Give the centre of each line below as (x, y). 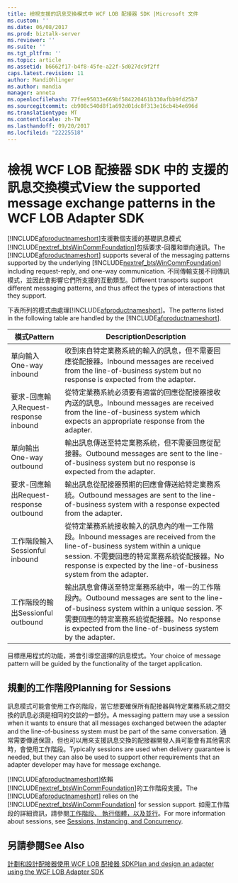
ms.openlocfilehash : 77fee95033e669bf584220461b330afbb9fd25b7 (103, 100)
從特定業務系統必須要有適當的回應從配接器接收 (143, 393)
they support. (27, 296)
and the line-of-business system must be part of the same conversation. (113, 731)
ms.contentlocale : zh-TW (44, 119)
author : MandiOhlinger (41, 80)
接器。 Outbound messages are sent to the (135, 454)
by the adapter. (90, 637)
